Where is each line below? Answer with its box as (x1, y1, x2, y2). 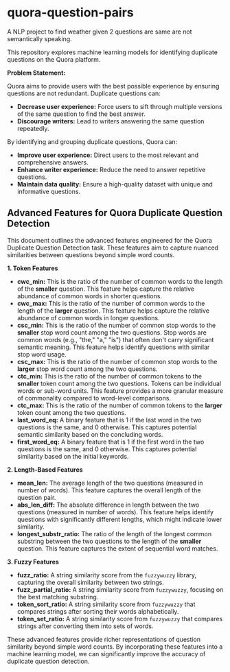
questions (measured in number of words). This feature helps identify (16, 507, 214, 516)
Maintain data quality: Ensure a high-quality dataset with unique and (16, 180, 213, 188)
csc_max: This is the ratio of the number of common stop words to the (16, 357, 218, 365)
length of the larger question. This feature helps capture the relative (16, 307, 209, 315)
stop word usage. (16, 350, 67, 358)
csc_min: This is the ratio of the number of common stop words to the (16, 321, 216, 329)
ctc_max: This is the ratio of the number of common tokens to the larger (16, 401, 223, 409)
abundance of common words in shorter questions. (16, 291, 163, 300)
